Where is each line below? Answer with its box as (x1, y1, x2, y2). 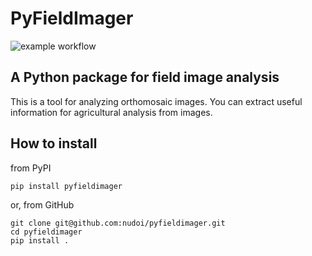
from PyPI (10, 162, 52, 174)
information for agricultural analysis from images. (10, 106, 213, 118)
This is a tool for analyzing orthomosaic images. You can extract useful (10, 95, 303, 107)
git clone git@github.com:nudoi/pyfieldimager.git (10, 218, 226, 228)
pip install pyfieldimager (10, 181, 123, 191)
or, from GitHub (10, 198, 75, 211)
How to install (10, 135, 98, 152)
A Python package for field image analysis (10, 69, 280, 86)
